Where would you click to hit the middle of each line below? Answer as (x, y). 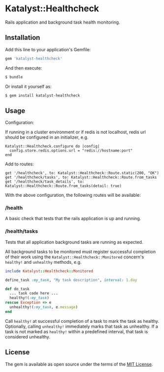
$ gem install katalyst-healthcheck (42, 95)
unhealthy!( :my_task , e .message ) (44, 307)
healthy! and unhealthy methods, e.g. (43, 262)
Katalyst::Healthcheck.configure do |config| (52, 146)
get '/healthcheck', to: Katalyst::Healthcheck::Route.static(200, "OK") (82, 173)
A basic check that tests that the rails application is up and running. (73, 218)
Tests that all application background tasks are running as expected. (74, 242)
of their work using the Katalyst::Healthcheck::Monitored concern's (74, 257)
